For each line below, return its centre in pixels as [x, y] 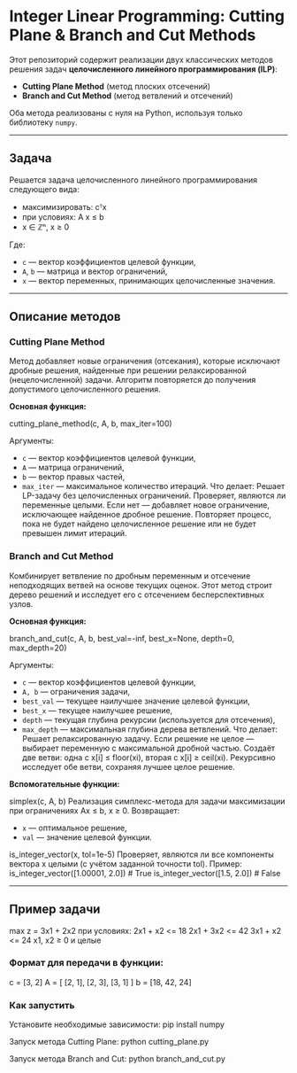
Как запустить [42, 1005]
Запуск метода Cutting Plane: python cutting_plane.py [109, 1042]
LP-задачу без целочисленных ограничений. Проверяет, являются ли [154, 496]
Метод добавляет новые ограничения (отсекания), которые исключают [145, 362]
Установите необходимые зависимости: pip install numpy [117, 1024]
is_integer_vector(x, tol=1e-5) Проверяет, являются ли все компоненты [141, 854]
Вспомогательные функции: [65, 784]
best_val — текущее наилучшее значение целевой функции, [136, 701]
